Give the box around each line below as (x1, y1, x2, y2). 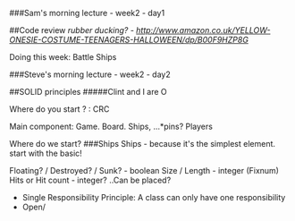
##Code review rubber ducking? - (9, 25, 134, 35)
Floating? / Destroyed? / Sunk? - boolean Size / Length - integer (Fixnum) (9, 166, 280, 175)
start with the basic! (9, 148, 82, 158)
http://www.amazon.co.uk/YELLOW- (135, 25, 271, 35)
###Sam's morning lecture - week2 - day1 (9, 8, 165, 18)
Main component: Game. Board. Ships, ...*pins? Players (9, 121, 213, 132)
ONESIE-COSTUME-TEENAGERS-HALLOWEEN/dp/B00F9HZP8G (9, 35, 249, 45)
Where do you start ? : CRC (9, 104, 110, 115)
